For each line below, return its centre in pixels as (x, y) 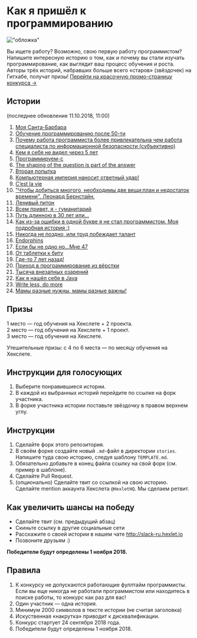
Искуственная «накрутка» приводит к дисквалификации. (87, 616)
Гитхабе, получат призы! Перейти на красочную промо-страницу (90, 76)
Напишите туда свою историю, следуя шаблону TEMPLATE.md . (92, 457)
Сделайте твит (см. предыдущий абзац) (65, 521)
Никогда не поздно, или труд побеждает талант (75, 234)
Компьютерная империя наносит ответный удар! (77, 177)
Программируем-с (39, 159)
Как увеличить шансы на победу (71, 507)
